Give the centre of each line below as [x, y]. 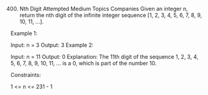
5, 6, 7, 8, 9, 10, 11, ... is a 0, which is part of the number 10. [84, 63]
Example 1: [24, 33]
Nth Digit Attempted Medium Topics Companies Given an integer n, [103, 9]
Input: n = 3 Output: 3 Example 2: [52, 45]
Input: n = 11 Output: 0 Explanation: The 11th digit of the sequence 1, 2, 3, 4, [105, 57]
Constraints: [26, 75]
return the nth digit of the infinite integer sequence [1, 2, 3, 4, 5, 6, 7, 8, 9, [111, 15]
